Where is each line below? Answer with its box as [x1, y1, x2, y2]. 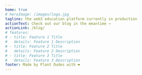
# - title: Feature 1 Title [5, 35, 63, 40]
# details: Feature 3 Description [5, 58, 80, 63]
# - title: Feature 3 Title [5, 53, 63, 58]
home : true [5, 7, 28, 12]
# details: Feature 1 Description [5, 39, 80, 44]
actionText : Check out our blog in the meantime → [5, 21, 111, 26]
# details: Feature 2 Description [5, 48, 80, 53]
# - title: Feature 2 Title [5, 44, 63, 49]
